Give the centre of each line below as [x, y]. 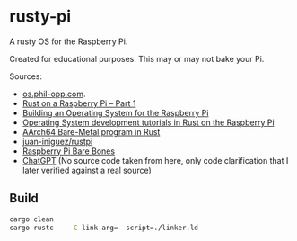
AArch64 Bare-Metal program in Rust [91, 131]
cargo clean [31, 219]
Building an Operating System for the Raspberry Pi [115, 112]
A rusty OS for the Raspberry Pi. [69, 41]
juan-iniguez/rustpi [57, 141]
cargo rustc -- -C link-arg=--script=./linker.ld [104, 228]
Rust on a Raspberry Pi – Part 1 [79, 103]
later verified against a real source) [87, 170]
